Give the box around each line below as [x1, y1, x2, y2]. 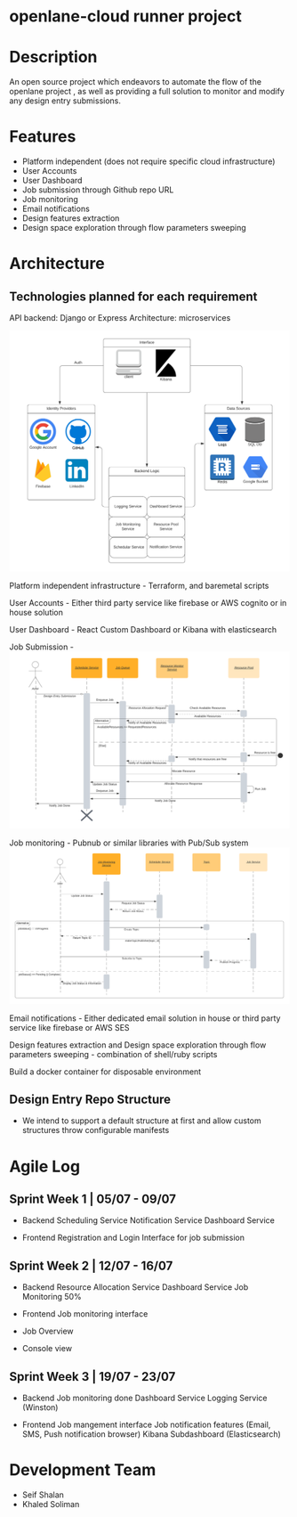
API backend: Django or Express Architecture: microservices [9, 313, 231, 323]
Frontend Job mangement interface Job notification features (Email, [21, 1419, 271, 1431]
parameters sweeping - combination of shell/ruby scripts [9, 1048, 218, 1059]
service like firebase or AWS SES [9, 1022, 131, 1032]
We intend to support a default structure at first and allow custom [21, 1115, 261, 1126]
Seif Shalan [21, 1489, 65, 1500]
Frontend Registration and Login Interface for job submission [21, 1232, 245, 1244]
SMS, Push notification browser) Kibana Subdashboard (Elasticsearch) [21, 1429, 282, 1440]
